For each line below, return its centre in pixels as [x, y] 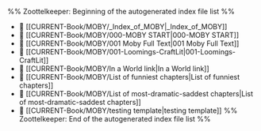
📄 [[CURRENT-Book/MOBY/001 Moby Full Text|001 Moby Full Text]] [129, 43]
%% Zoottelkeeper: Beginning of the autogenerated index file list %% [121, 11]
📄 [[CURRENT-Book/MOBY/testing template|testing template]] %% [128, 110]
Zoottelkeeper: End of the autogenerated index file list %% [115, 119]
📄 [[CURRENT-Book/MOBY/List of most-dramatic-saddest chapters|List [136, 94]
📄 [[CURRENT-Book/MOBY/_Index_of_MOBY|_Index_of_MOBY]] [123, 26]
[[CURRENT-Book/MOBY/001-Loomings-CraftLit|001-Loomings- [130, 52]
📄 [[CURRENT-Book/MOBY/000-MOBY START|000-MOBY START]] [129, 35]
